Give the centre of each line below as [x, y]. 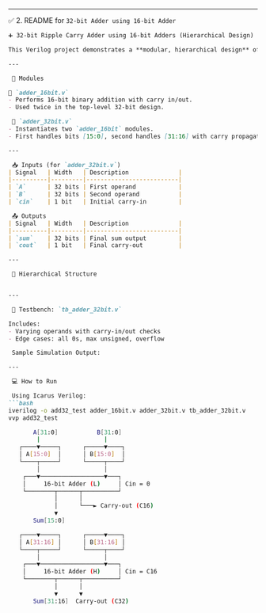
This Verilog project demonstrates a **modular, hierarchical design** [129, 49]
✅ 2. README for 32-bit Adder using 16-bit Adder [92, 20]
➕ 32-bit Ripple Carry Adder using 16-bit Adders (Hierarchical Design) [131, 36]
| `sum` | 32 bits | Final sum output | [95, 238]
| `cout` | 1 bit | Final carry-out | [95, 246]
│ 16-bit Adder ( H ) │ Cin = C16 [90, 572]
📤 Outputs [29, 216]
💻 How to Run [34, 382]
